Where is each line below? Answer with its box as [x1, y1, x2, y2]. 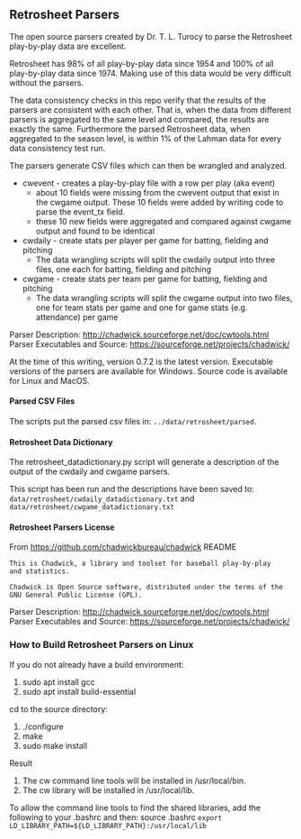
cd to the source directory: [9, 703, 108, 715]
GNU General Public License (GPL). [9, 590, 143, 600]
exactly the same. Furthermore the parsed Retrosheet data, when [9, 123, 252, 134]
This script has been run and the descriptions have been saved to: [9, 484, 254, 495]
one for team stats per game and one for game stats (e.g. [35, 302, 248, 313]
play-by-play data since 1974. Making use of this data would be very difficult [9, 68, 292, 78]
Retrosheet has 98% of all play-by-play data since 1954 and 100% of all [9, 58, 274, 68]
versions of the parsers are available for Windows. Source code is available [9, 365, 288, 377]
